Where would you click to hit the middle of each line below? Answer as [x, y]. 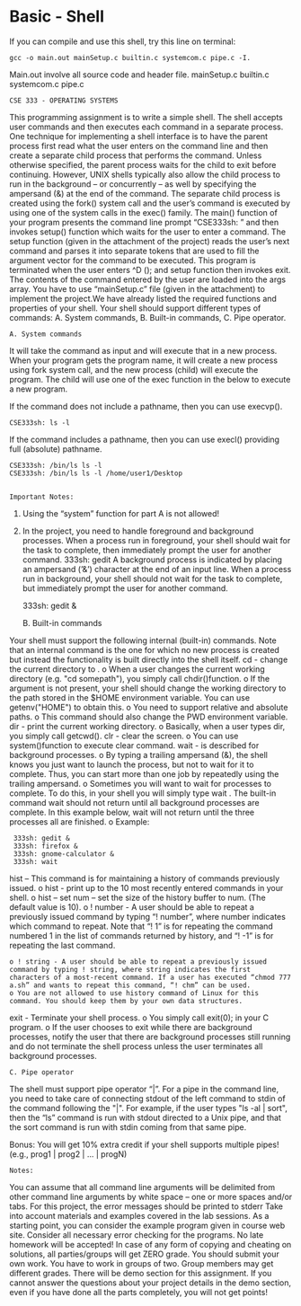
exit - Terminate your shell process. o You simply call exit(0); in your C [139, 1018]
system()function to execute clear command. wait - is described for [134, 745]
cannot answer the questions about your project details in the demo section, [150, 1283]
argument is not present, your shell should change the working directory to [148, 688]
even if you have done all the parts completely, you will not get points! [138, 1292]
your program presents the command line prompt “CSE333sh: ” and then [144, 222]
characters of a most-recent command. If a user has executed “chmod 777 [150, 977]
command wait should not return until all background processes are [134, 802]
